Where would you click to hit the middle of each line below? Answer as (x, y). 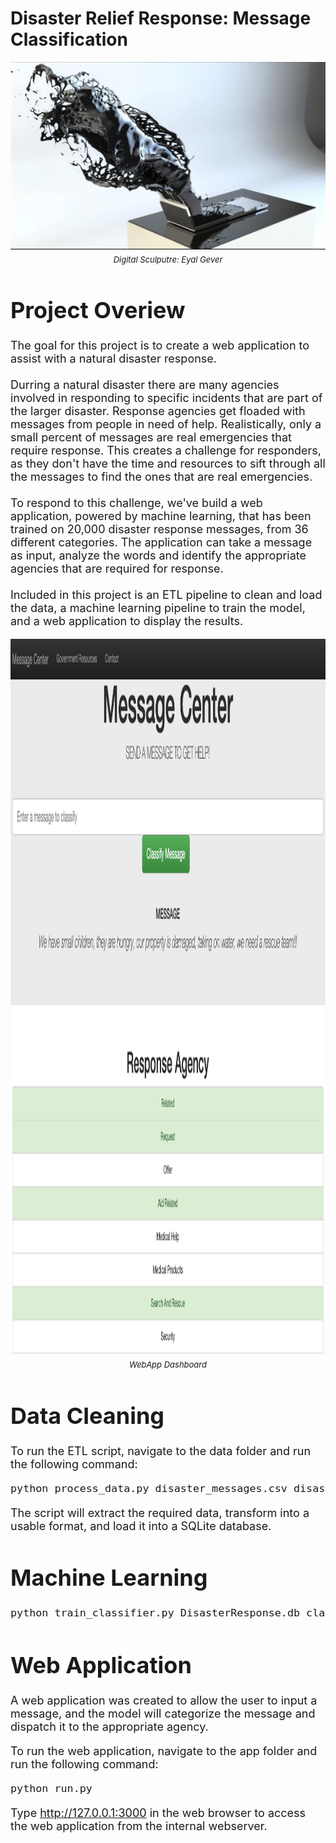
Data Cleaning (87, 1415)
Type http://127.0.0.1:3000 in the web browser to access (158, 1812)
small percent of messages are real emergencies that (151, 437)
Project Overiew (98, 310)
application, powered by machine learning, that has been (161, 516)
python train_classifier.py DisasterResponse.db (155, 1613)
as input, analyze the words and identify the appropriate (158, 555)
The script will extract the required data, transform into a (160, 1512)
